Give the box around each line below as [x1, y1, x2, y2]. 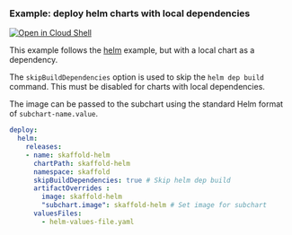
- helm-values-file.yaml [41, 217, 135, 226]
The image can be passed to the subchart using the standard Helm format [9, 99, 284, 109]
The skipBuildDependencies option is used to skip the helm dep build [9, 72, 265, 83]
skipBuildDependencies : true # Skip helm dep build [32, 176, 231, 185]
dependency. [9, 55, 58, 65]
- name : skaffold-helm [25, 151, 111, 160]
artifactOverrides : [32, 184, 111, 193]
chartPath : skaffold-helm [32, 159, 130, 168]
